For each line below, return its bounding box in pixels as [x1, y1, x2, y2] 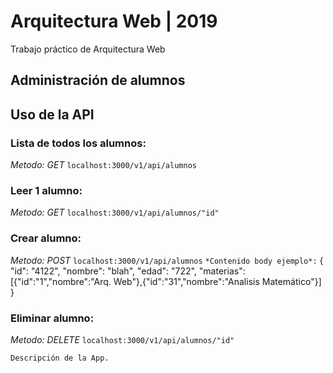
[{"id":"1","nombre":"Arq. [10, 275, 112, 287]
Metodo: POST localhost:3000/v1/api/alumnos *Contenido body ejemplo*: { [10, 254, 324, 266]
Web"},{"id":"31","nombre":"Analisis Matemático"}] [113, 275, 322, 287]
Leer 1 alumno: [10, 183, 83, 197]
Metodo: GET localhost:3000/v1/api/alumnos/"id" [10, 206, 220, 219]
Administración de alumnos [10, 72, 186, 89]
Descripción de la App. [10, 353, 110, 363]
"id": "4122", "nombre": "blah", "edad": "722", [10, 265, 197, 277]
